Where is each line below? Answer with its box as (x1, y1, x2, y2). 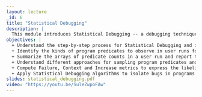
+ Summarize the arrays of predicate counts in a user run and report (11, 54, 192, 60)
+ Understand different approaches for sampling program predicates (11, 59, 187, 65)
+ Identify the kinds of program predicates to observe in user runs (11, 48, 189, 54)
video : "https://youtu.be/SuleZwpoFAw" (6, 82, 106, 88)
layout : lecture (6, 8, 47, 15)
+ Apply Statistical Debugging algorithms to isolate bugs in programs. (11, 70, 198, 77)
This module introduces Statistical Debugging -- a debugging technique (11, 31, 198, 37)
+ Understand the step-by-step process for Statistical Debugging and (11, 43, 192, 49)
